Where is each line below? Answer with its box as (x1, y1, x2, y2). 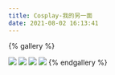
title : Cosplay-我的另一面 (8, 11, 92, 20)
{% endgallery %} (47, 57, 108, 67)
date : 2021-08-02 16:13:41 (8, 19, 99, 27)
